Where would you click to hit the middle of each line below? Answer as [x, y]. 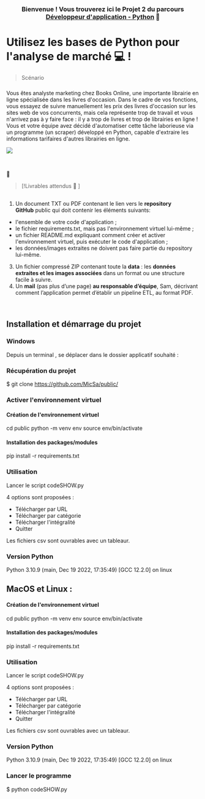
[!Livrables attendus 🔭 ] [51, 185]
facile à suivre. [34, 280]
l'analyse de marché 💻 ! [69, 57]
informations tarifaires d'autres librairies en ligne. [68, 138]
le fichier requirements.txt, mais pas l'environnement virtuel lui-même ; [104, 228]
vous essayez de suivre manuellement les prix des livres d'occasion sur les [101, 106]
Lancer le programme [39, 776]
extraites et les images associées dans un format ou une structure [100, 273]
